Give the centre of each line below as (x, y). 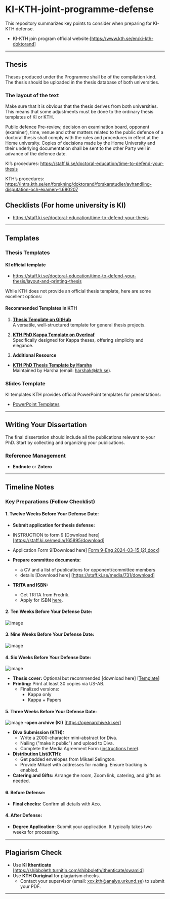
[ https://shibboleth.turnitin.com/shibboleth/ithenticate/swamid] (78, 870)
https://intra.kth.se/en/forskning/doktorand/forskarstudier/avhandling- (78, 184)
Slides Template (25, 383)
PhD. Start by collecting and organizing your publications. (65, 442)
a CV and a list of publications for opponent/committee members (88, 569)
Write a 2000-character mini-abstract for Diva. (69, 738)
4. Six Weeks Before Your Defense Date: (48, 657)
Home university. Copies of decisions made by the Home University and (80, 143)
